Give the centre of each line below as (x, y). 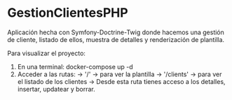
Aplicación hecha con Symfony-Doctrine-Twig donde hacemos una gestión (116, 32)
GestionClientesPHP (68, 13)
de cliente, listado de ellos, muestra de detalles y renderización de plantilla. (116, 39)
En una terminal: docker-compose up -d (75, 66)
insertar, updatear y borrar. (56, 89)
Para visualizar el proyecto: (47, 53)
